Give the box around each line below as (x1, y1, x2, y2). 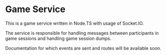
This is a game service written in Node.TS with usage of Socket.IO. (5, 20, 144, 26)
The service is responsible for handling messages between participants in (5, 30, 159, 36)
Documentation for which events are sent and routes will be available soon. (5, 45, 161, 51)
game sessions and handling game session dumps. (5, 35, 112, 41)
